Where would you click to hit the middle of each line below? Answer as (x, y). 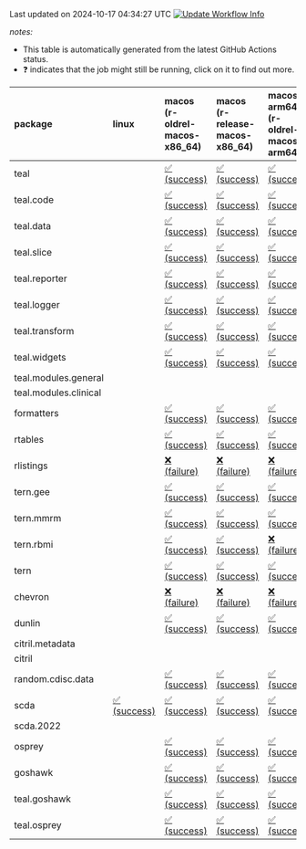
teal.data (33, 226)
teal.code (34, 199)
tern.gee (32, 492)
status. (35, 59)
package (33, 124)
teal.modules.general (59, 377)
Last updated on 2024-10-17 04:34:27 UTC (90, 14)
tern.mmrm (38, 518)
